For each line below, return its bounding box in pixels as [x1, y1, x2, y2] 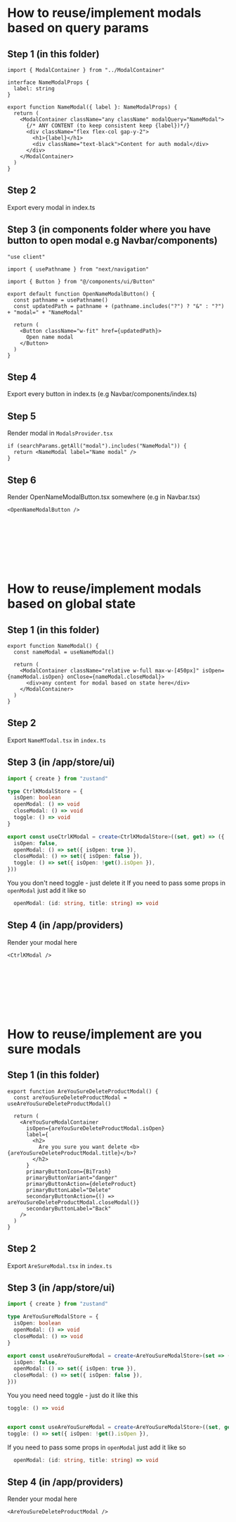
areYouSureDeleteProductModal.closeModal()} [7, 1198, 140, 1206]
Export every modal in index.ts [7, 203, 96, 211]
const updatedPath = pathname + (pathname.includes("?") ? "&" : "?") [13, 302, 225, 309]
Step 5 [7, 410, 37, 422]
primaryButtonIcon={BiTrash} [25, 1168, 112, 1175]
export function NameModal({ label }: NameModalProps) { [7, 104, 178, 111]
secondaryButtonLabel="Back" [25, 1205, 112, 1212]
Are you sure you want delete [38, 1143, 128, 1150]
